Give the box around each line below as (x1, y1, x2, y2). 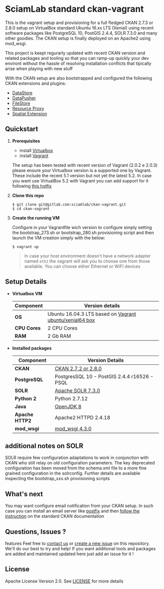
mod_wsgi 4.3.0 (55, 425, 92, 432)
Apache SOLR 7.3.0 (55, 387, 101, 394)
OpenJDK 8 (55, 403, 82, 410)
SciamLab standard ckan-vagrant (5, 3, 144, 15)
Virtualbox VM (12, 290, 42, 296)
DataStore (12, 90, 33, 96)
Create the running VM (12, 215, 60, 221)
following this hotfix (12, 183, 52, 189)
